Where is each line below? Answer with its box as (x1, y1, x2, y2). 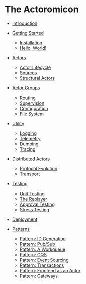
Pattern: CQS (19, 251, 47, 257)
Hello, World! (19, 45, 47, 51)
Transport (19, 171, 40, 177)
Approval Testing (19, 201, 55, 207)
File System (19, 111, 44, 117)
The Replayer (19, 196, 47, 202)
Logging (19, 130, 37, 136)
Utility (12, 120, 25, 126)
